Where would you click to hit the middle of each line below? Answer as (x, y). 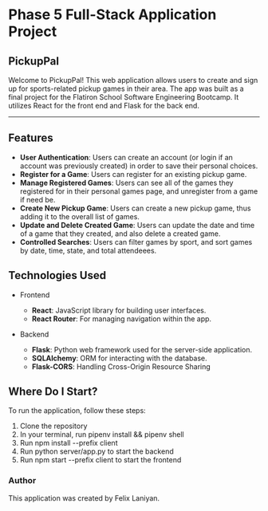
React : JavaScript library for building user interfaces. (119, 310)
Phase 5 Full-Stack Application (112, 15)
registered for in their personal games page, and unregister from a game (139, 191)
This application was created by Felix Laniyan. (84, 498)
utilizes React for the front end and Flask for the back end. (104, 106)
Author (22, 481)
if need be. (37, 199)
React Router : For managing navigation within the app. (122, 318)
